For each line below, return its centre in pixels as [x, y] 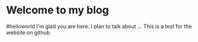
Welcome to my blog [58, 10]
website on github [28, 32]
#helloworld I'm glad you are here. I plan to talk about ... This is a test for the [99, 26]
